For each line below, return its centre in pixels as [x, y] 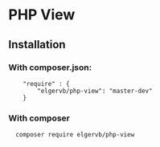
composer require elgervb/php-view [75, 135]
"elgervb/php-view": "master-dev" [95, 91]
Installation [37, 45]
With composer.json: [50, 67]
